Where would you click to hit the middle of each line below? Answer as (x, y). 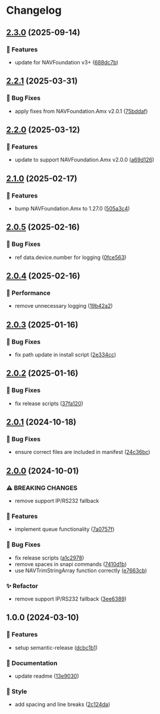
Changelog (34, 10)
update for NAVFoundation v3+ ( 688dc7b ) (67, 62)
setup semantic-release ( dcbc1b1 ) (56, 647)
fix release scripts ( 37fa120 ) (49, 403)
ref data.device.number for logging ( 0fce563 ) (70, 257)
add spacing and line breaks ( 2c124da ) (62, 704)
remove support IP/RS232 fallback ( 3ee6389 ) (70, 599)
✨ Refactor (22, 586)
